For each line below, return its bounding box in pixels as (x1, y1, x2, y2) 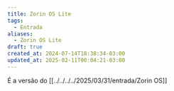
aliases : (7, 30, 33, 38)
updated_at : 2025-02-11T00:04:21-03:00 (7, 57, 126, 64)
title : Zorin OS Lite (7, 10, 72, 18)
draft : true (7, 43, 43, 50)
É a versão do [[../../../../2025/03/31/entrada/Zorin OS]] (7, 76, 168, 85)
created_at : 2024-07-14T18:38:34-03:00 (7, 50, 126, 58)
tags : (7, 17, 23, 24)
